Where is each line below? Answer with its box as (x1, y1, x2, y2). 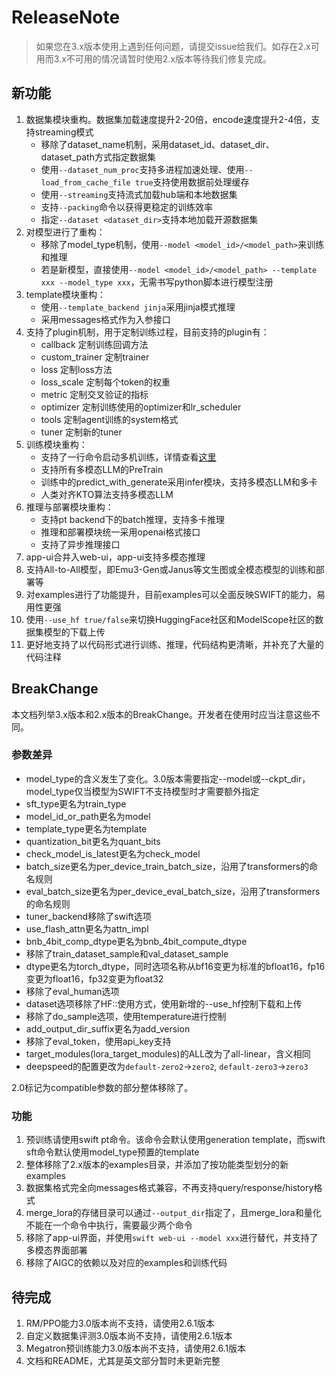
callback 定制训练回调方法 (40, 338, 149, 350)
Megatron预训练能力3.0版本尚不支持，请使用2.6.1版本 (25, 1342, 247, 1354)
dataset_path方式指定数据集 (40, 151, 156, 163)
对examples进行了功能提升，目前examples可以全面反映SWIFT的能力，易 (25, 588, 326, 600)
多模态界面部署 (25, 1244, 88, 1256)
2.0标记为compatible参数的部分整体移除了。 (11, 1081, 194, 1093)
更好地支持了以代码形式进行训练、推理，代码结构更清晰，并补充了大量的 (25, 638, 324, 650)
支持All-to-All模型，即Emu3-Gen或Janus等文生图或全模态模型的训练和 (25, 563, 316, 575)
